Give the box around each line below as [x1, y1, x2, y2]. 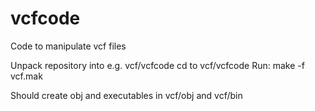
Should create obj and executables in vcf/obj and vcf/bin [10, 89, 243, 101]
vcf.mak [10, 70, 43, 82]
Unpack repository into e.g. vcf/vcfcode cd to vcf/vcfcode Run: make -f [10, 59, 305, 71]
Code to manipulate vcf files [10, 40, 127, 52]
